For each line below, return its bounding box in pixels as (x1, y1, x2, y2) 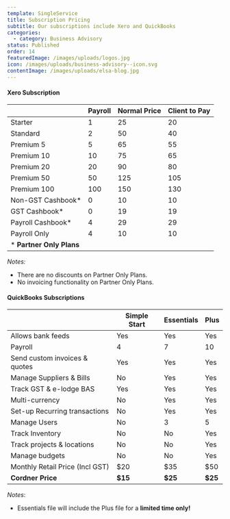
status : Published (7, 42, 60, 49)
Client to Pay (167, 105, 211, 115)
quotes (10, 362, 33, 371)
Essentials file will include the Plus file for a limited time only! (16, 504, 191, 512)
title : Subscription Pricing (7, 16, 90, 23)
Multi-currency (10, 395, 60, 405)
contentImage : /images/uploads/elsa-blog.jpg (7, 67, 139, 74)
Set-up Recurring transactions (10, 406, 110, 416)
